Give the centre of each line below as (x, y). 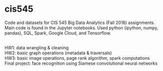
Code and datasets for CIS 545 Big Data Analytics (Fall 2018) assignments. (80, 23)
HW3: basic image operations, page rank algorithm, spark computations (77, 58)
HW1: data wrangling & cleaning (37, 47)
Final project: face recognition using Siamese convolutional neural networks (81, 63)
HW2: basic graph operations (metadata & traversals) (58, 53)
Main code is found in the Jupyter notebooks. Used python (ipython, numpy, (81, 27)
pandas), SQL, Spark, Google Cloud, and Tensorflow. (58, 33)
